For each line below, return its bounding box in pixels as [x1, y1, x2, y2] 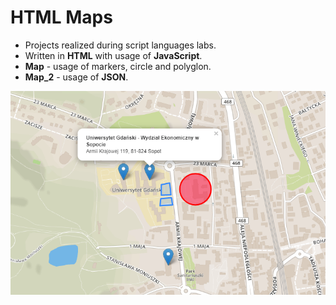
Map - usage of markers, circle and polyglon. [24, 60, 212, 72]
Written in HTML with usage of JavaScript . [24, 49, 203, 61]
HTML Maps [10, 6, 113, 29]
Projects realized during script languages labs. [24, 39, 217, 51]
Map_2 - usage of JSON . [24, 71, 129, 83]
